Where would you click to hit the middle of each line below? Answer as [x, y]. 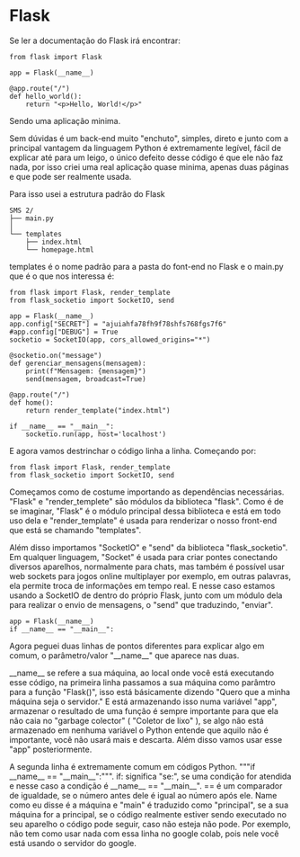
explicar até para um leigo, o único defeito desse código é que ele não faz [146, 157]
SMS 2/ [22, 210]
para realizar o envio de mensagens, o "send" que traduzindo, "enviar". [141, 604]
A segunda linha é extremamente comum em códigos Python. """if [132, 766]
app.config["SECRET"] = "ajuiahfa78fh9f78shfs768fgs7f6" [118, 324]
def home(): [31, 402]
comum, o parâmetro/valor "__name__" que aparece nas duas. [124, 655]
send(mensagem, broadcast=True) [86, 379]
